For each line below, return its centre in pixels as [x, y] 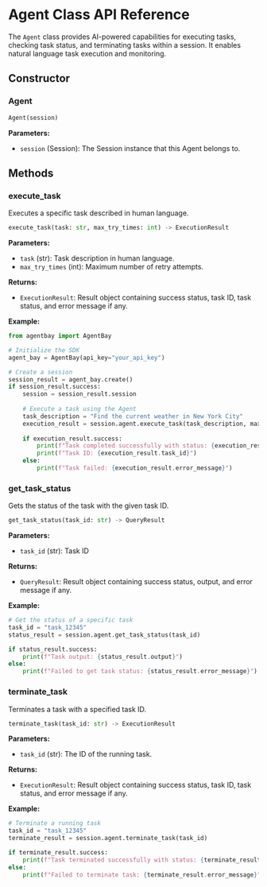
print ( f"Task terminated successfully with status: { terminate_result [142, 860]
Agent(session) [33, 118]
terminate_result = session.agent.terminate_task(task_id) [108, 839]
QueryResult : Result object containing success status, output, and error [136, 582]
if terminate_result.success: [58, 853]
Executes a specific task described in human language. [99, 213]
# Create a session [41, 372]
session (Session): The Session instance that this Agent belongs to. [130, 148]
